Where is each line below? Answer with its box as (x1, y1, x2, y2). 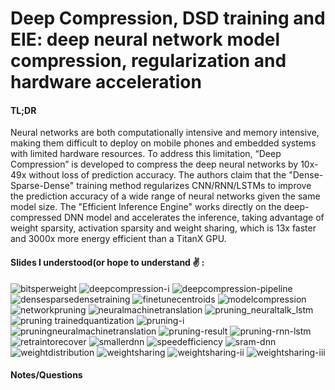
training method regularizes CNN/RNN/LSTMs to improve (76, 180, 312, 192)
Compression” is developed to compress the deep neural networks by (10, 158, 299, 171)
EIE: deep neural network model (10, 28, 281, 51)
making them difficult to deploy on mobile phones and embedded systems (10, 137, 317, 149)
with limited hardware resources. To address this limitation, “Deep (10, 148, 282, 160)
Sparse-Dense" (10, 180, 75, 192)
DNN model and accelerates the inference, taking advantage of (63, 212, 325, 224)
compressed (10, 212, 62, 224)
